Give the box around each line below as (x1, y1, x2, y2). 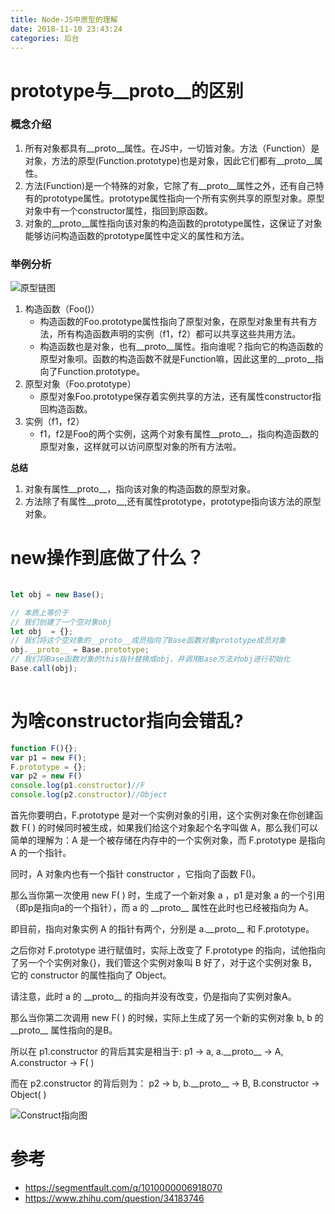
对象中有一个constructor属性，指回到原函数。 (24, 204, 214, 216)
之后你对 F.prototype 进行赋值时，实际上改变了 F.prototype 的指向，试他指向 (10, 944, 326, 956)
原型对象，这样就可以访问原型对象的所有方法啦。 (39, 441, 242, 453)
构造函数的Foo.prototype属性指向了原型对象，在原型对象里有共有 (39, 316, 309, 328)
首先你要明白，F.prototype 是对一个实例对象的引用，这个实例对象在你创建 (10, 809, 315, 821)
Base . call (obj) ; (10, 664, 78, 674)
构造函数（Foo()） (24, 303, 100, 315)
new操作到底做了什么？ (10, 547, 205, 570)
